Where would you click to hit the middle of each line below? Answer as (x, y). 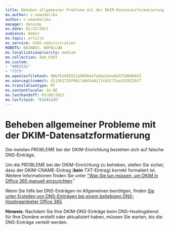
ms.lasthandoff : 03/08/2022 (35, 95)
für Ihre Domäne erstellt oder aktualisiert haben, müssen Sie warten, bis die (84, 217)
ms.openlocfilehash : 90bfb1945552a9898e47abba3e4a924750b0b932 (73, 76)
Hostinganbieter (22, 202)
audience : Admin (22, 34)
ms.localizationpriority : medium (40, 52)
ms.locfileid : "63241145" (32, 100)
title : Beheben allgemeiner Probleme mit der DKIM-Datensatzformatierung (85, 10)
